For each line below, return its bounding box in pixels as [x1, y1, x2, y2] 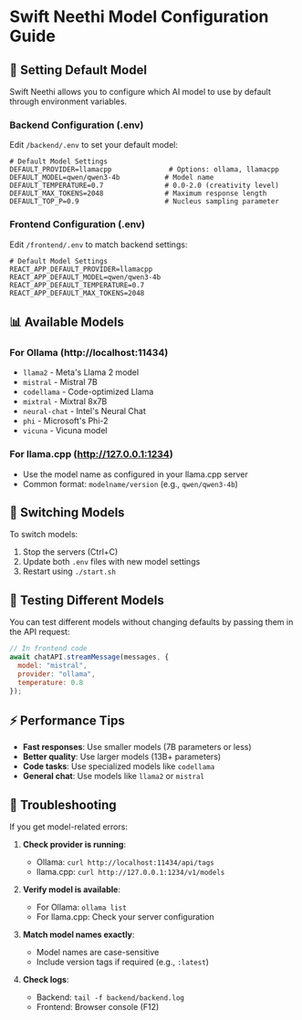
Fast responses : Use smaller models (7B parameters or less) [22, 742, 253, 753]
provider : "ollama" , [17, 669, 96, 679]
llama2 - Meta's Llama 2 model [22, 367, 140, 378]
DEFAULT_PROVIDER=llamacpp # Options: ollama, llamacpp [9, 165, 280, 174]
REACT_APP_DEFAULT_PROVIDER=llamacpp [9, 265, 153, 274]
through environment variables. [9, 96, 128, 107]
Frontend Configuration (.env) [9, 218, 146, 231]
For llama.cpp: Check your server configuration [36, 911, 214, 922]
